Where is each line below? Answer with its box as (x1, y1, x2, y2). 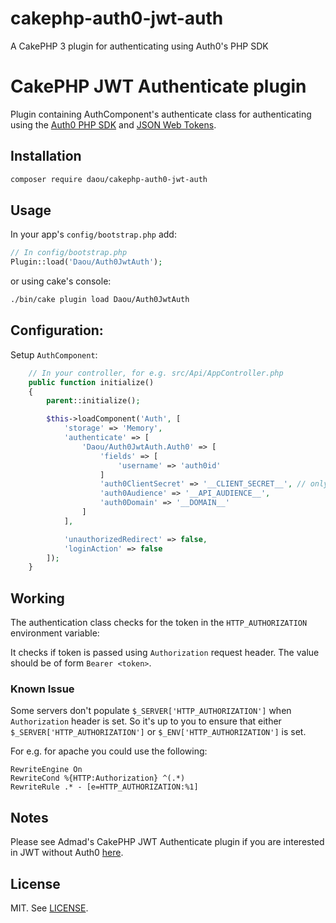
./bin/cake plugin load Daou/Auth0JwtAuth (10, 295, 190, 305)
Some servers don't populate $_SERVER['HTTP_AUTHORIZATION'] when (10, 705, 292, 717)
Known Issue (10, 682, 75, 696)
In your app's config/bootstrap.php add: (10, 228, 177, 241)
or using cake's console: (10, 275, 112, 287)
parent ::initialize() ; (46, 396, 141, 406)
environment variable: (10, 627, 100, 639)
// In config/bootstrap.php (10, 248, 128, 258)
